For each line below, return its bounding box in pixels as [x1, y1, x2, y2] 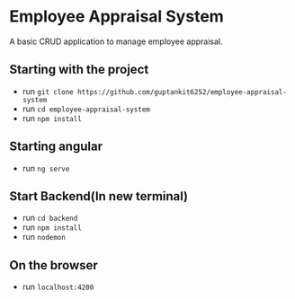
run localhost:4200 [22, 281, 94, 293]
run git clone [22, 85, 74, 96]
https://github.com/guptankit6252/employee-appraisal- [77, 87, 288, 96]
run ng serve [22, 163, 70, 173]
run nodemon [22, 232, 66, 242]
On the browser [9, 258, 99, 273]
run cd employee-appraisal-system [22, 103, 151, 114]
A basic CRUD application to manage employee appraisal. [9, 36, 223, 47]
